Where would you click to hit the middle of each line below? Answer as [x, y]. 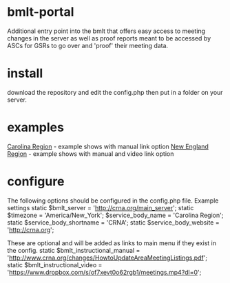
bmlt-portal [41, 12]
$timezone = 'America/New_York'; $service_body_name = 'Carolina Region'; [115, 215]
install [25, 73]
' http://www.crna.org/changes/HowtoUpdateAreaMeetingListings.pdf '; [107, 258]
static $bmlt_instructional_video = [55, 264]
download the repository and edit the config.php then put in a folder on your [115, 92]
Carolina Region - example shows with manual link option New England [108, 146]
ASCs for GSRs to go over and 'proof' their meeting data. [88, 45]
